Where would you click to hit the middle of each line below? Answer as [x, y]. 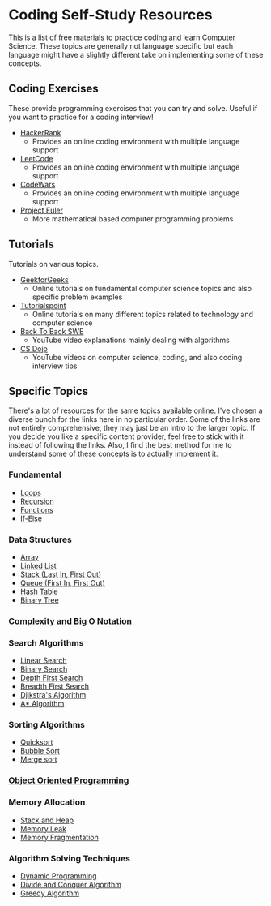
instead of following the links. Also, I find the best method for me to [120, 445]
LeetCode [36, 158]
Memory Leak [43, 828]
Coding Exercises [53, 89]
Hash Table [39, 591]
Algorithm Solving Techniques [70, 858]
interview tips [55, 366]
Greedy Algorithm [50, 893]
